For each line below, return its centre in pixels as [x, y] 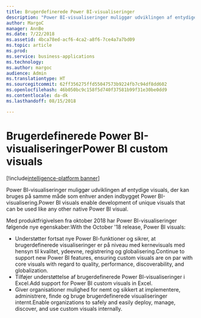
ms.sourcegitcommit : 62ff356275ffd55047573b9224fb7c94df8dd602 [87, 85]
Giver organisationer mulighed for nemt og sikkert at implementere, [98, 289]
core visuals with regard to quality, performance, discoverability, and [99, 264]
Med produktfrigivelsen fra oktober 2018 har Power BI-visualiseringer [92, 220]
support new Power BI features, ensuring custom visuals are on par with [104, 257]
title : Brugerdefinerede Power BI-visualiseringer [71, 12]
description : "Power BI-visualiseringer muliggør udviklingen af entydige [101, 17]
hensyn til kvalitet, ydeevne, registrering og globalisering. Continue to [100, 251]
